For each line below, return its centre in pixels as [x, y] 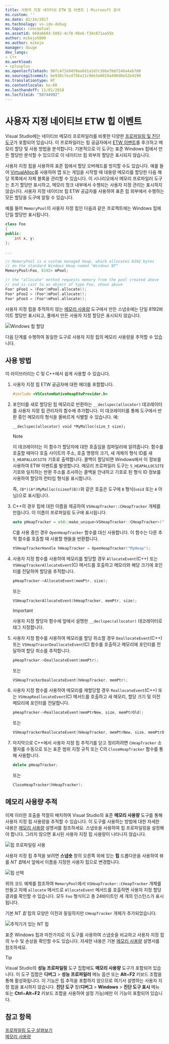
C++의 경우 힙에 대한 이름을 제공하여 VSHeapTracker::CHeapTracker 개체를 [87, 506]
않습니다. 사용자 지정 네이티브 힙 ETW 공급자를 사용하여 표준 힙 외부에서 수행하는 [85, 191]
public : [13, 234]
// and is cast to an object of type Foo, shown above [64, 285]
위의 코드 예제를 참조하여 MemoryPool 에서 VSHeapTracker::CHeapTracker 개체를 [83, 883]
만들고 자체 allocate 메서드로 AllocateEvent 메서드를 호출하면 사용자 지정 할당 [83, 890]
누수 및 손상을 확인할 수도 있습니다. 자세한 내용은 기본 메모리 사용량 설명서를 [85, 941]
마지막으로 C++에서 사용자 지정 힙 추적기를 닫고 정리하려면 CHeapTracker [84, 743]
